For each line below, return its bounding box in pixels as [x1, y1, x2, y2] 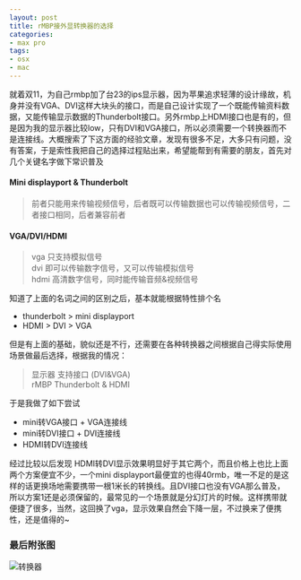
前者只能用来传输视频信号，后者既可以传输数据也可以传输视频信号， [30, 198, 283, 209]
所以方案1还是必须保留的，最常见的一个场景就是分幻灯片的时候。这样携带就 [9, 492, 288, 503]
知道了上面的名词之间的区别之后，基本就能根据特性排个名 [9, 293, 221, 304]
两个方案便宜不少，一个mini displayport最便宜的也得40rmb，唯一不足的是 [9, 470, 282, 480]
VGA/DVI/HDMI [9, 230, 67, 241]
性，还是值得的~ [9, 515, 70, 525]
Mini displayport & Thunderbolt [9, 177, 128, 188]
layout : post [9, 13, 58, 22]
